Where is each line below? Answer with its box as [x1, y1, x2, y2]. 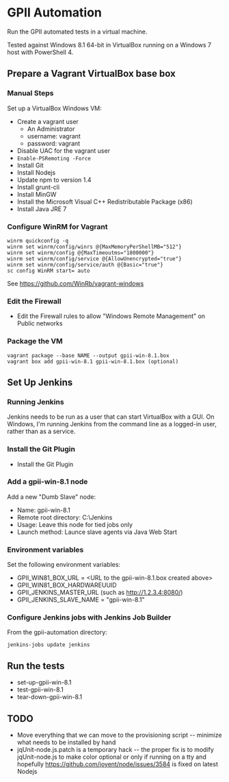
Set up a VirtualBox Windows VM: [7, 104, 103, 112]
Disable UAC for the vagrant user [16, 146, 111, 155]
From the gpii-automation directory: [7, 628, 107, 637]
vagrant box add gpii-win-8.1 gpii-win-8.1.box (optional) [7, 358, 179, 365]
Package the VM [7, 337, 63, 346]
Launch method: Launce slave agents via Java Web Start [16, 528, 178, 536]
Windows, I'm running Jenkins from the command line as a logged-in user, [7, 420, 217, 428]
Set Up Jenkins [7, 376, 73, 388]
